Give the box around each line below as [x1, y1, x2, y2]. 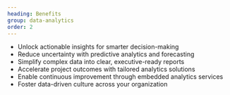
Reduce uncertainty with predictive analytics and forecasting [17, 50, 195, 58]
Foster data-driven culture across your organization [17, 80, 168, 89]
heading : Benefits [7, 10, 61, 18]
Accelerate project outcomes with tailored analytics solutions [17, 65, 195, 74]
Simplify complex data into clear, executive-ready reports [17, 58, 185, 66]
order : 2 [7, 23, 33, 30]
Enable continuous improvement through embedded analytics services [17, 72, 224, 81]
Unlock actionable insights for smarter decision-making [17, 43, 179, 51]
